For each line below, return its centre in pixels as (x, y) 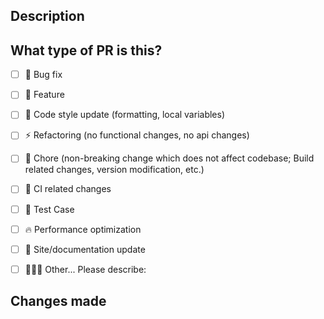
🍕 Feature (44, 95)
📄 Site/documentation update (85, 249)
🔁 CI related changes (68, 189)
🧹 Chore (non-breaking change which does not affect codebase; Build (169, 158)
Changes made (58, 301)
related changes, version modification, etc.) (114, 170)
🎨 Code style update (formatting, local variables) (125, 115)
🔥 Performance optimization (83, 229)
